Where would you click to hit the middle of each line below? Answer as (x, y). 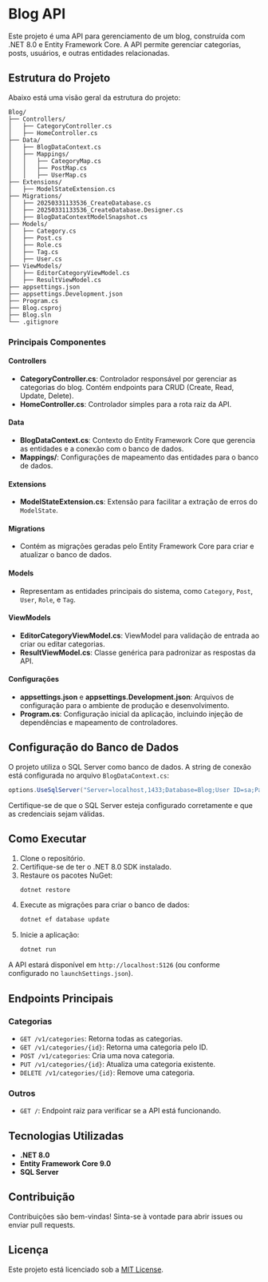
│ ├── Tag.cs (33, 252)
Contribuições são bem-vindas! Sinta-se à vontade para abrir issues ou (126, 1216)
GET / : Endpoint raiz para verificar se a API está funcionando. (120, 1111)
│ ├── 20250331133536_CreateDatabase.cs (80, 203)
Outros (22, 1093)
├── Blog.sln (30, 315)
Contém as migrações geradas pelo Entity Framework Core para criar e (137, 546)
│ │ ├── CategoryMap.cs (55, 161)
